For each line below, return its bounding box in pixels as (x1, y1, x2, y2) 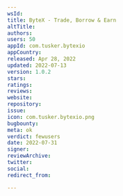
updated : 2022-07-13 (7, 62, 67, 69)
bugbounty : (7, 120, 39, 127)
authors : (7, 29, 33, 37)
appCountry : (7, 49, 42, 56)
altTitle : (7, 23, 36, 30)
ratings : (7, 81, 33, 88)
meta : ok (7, 126, 33, 133)
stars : (7, 74, 26, 82)
